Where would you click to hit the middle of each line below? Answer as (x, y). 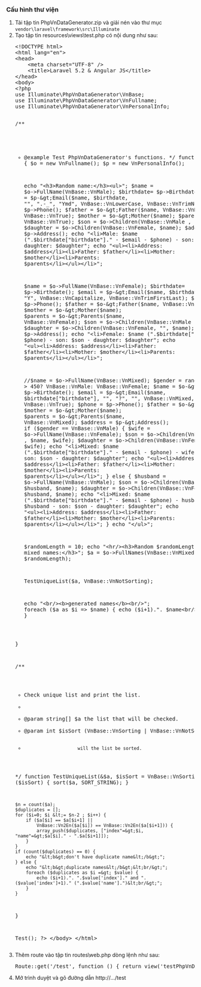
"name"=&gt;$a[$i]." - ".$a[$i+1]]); (62, 836)
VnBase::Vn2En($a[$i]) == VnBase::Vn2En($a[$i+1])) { (105, 826)
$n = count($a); (35, 805)
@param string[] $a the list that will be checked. (101, 719)
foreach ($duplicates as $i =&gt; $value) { (82, 873)
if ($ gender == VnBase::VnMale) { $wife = (87, 429)
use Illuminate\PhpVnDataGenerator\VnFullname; (86, 101)
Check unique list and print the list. (82, 695)
